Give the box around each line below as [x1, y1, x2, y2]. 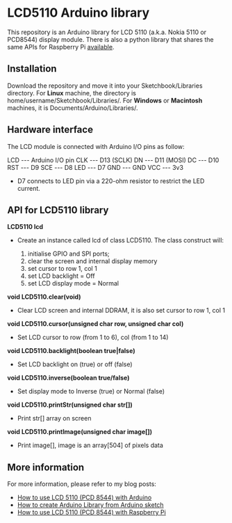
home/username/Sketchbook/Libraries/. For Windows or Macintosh [7, 96, 203, 104]
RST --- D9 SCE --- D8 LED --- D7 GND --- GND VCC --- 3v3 [7, 163, 184, 171]
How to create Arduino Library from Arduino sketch [17, 501, 165, 509]
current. [17, 184, 40, 192]
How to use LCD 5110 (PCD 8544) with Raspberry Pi [17, 508, 167, 517]
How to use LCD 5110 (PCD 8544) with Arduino [17, 493, 152, 502]
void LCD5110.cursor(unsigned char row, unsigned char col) [7, 320, 184, 328]
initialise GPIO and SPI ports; [27, 249, 110, 258]
